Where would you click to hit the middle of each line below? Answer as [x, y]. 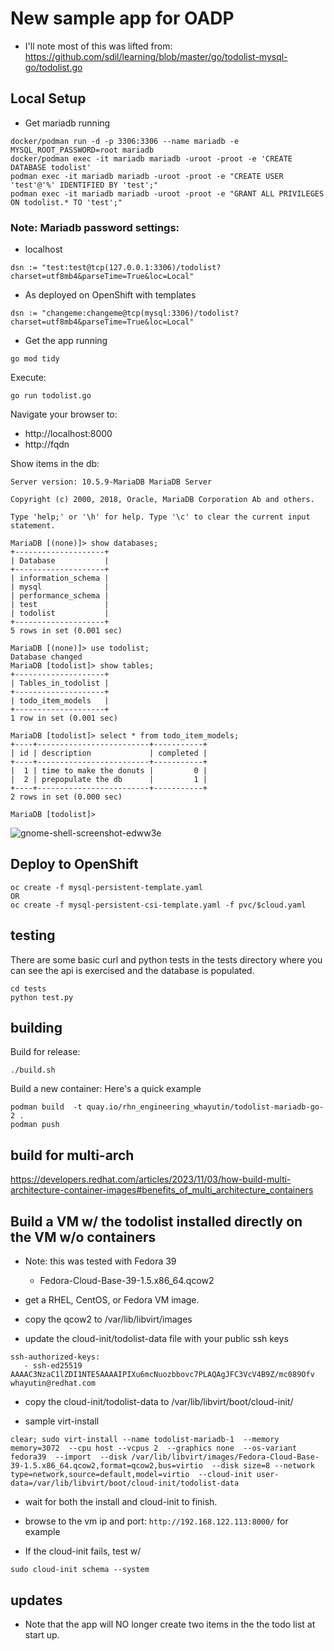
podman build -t [46, 1107]
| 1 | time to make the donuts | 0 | [109, 771]
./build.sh [33, 1070]
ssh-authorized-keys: [55, 1357]
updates [36, 1600]
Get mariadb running [67, 123]
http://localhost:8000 [68, 434]
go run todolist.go [51, 396]
